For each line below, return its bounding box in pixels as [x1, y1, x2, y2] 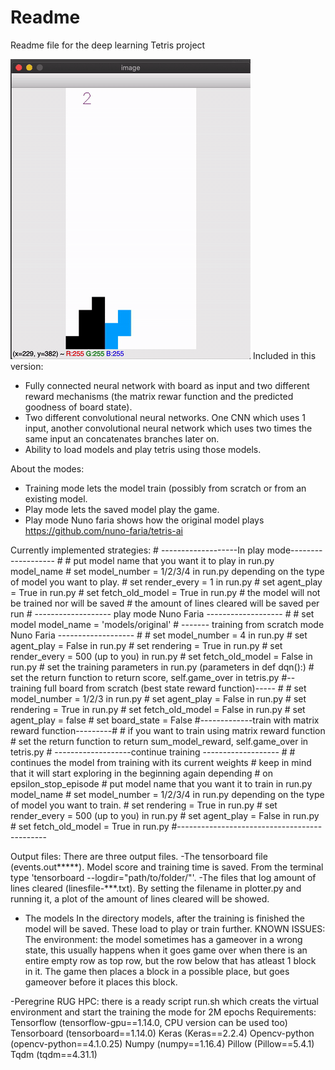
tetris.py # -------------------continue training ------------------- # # [10, 746, 296, 758]
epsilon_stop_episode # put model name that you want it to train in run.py [10, 777, 313, 790]
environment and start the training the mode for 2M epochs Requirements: [10, 1006, 317, 1018]
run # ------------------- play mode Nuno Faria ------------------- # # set [10, 607, 315, 620]
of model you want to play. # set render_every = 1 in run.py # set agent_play [10, 576, 323, 588]
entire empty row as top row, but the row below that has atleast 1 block [24, 954, 317, 966]
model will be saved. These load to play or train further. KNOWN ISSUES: [24, 922, 326, 935]
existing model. [24, 492, 88, 505]
